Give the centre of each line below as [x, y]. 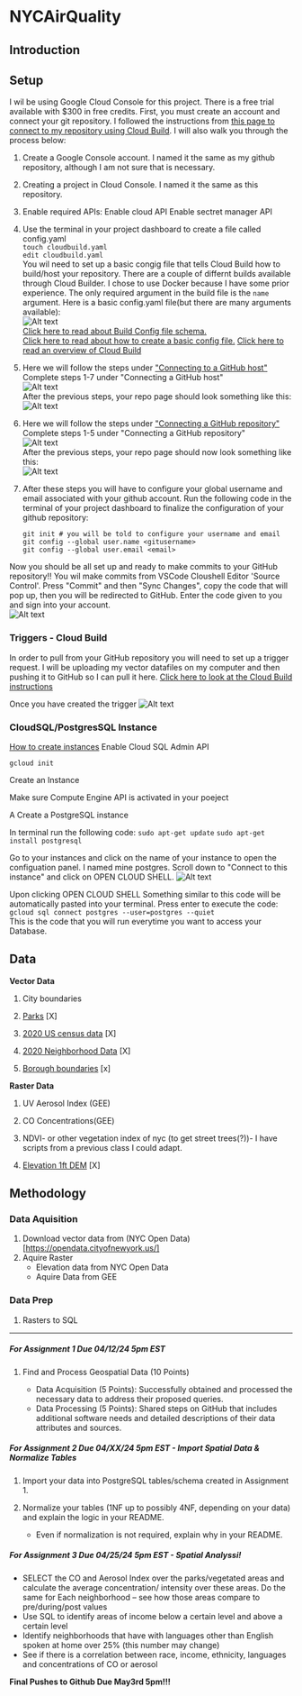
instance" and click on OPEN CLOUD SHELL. [92, 877]
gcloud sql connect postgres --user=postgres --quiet [112, 912]
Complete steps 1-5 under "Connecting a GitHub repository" [133, 433]
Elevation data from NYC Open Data [102, 1267]
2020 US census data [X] [69, 1033]
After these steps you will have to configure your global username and [152, 489]
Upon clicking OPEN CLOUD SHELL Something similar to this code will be [145, 894]
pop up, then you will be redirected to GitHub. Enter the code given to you [146, 596]
